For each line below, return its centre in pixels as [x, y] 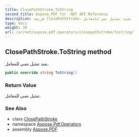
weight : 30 [16, 28]
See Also [16, 108]
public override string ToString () [41, 73]
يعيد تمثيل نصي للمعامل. [27, 63]
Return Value [21, 85]
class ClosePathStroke [35, 119]
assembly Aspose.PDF [35, 129]
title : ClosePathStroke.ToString [39, 10]
